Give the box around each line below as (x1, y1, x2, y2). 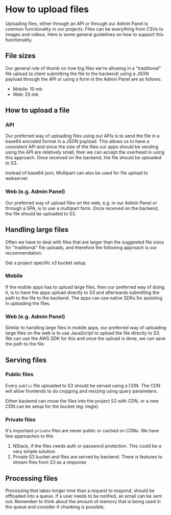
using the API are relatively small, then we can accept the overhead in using (5, 149, 165, 155)
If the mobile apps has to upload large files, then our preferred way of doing (5, 284, 165, 290)
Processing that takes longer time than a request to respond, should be (5, 487, 155, 494)
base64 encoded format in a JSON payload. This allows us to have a (5, 138, 150, 144)
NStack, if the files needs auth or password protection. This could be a (12, 443, 162, 449)
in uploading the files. (5, 300, 51, 306)
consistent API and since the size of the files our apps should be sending (5, 144, 159, 150)
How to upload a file (5, 106, 70, 115)
